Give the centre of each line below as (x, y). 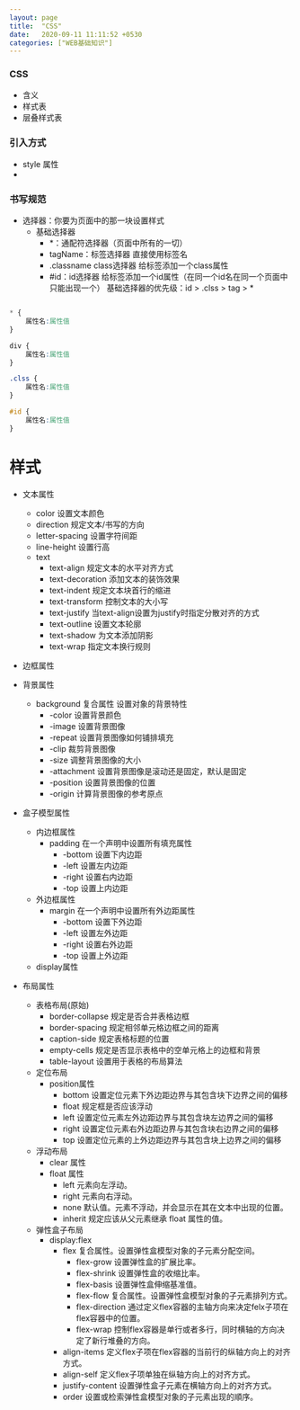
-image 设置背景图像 (87, 726)
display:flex (71, 1240)
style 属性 (40, 164)
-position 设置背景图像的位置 (102, 782)
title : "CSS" (36, 26)
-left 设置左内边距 (95, 865)
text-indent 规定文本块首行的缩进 (110, 590)
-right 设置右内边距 (97, 877)
